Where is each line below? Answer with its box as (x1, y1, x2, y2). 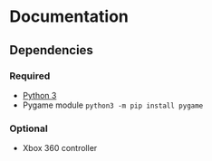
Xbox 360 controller (22, 143, 98, 154)
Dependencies (9, 43, 93, 58)
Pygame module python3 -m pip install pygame (22, 99, 204, 110)
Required (9, 70, 51, 82)
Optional (9, 122, 48, 135)
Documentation (9, 6, 130, 27)
